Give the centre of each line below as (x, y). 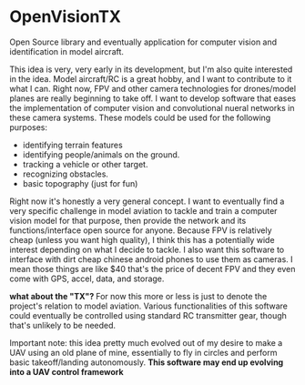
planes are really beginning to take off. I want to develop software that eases (153, 98)
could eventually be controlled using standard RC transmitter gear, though (148, 315)
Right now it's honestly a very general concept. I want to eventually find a (147, 201)
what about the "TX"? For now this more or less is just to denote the (138, 296)
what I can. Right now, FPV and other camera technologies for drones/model (153, 88)
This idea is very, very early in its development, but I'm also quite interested (151, 69)
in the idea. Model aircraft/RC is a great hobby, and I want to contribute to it (151, 78)
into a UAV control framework (67, 371)
